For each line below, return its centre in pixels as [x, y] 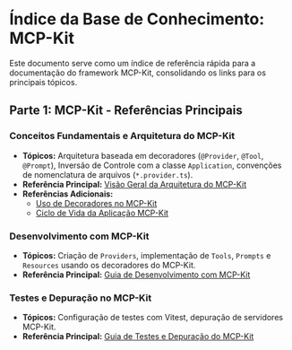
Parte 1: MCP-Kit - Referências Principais [126, 111]
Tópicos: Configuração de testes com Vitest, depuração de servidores [153, 318]
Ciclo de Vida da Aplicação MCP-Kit [102, 213]
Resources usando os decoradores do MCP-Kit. [109, 265]
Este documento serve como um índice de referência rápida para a [133, 63]
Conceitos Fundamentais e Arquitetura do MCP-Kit [122, 136]
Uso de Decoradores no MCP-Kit [96, 203]
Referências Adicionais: [68, 194]
